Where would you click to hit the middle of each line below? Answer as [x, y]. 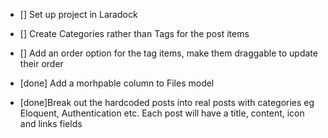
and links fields [51, 123]
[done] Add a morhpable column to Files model [117, 83]
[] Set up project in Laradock [78, 14]
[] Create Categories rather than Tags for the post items [134, 33]
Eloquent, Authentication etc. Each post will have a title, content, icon [162, 113]
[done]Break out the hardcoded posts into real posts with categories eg [167, 102]
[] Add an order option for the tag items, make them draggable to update [168, 53]
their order [41, 63]
